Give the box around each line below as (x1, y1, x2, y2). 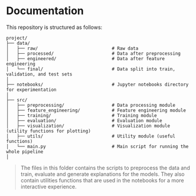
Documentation (6, 4, 84, 18)
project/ (6, 35, 28, 41)
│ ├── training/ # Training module (6, 112, 158, 119)
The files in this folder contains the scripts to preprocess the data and (20, 164, 190, 171)
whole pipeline (6, 149, 44, 155)
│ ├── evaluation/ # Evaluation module (6, 117, 162, 123)
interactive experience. (20, 183, 77, 190)
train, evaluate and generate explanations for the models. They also (20, 170, 185, 178)
